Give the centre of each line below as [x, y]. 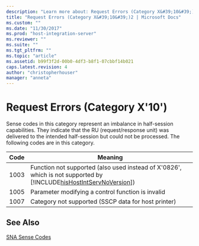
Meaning [110, 157]
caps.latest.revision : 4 [37, 67]
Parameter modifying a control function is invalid [98, 192]
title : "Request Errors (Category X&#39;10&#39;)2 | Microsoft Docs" [94, 17]
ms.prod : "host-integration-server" [51, 34]
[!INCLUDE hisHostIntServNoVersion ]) [83, 182]
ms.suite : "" [22, 45]
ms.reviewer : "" [26, 39]
